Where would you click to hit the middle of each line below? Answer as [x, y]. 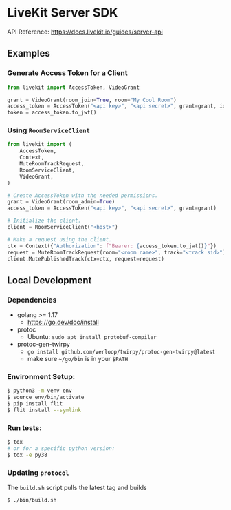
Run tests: [25, 427]
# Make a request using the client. [59, 239]
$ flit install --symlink [44, 410]
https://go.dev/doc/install [63, 323]
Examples [29, 53]
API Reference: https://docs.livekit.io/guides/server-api [85, 32]
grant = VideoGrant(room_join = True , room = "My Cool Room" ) [92, 100]
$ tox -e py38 [27, 455]
